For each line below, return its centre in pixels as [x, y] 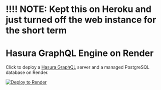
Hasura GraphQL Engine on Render [80, 53]
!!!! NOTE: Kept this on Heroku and [79, 9]
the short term [36, 30]
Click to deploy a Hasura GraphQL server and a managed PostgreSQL [78, 67]
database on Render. [27, 72]
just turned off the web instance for [81, 20]
